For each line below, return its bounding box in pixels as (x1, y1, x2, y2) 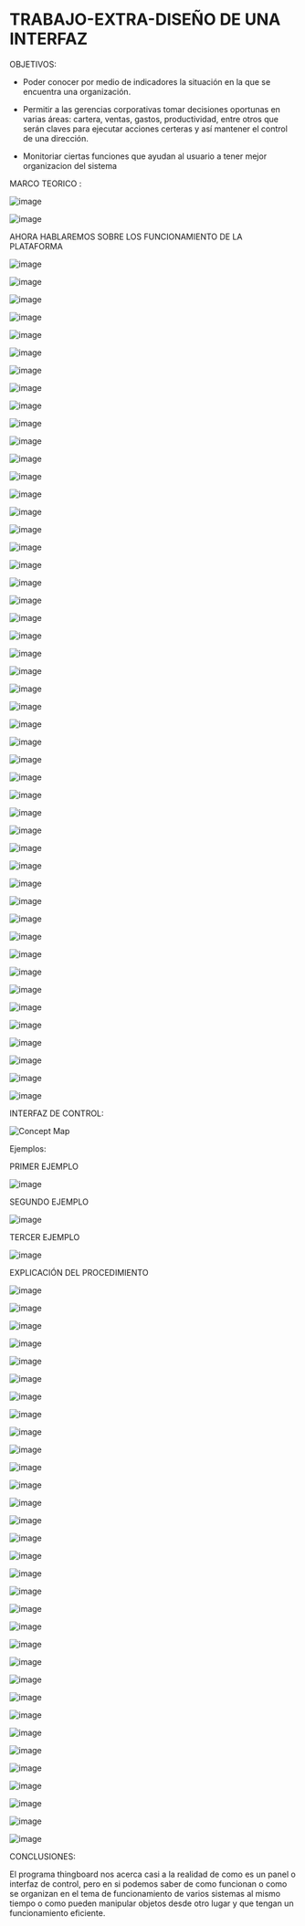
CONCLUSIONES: (9, 1850, 76, 1862)
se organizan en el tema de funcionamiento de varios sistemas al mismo (9, 1888, 281, 1899)
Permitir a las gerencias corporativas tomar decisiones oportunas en (22, 103, 281, 114)
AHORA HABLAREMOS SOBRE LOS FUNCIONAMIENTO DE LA (9, 231, 244, 242)
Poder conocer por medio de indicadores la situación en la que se (22, 76, 271, 87)
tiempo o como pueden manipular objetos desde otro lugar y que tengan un (9, 1898, 294, 1909)
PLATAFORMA (9, 240, 64, 251)
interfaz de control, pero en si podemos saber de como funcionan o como (9, 1878, 288, 1889)
